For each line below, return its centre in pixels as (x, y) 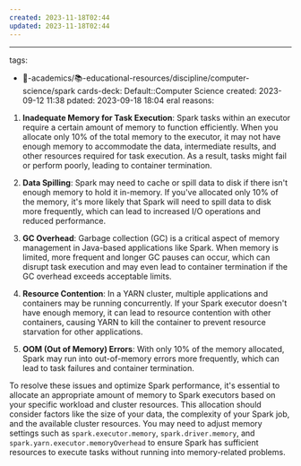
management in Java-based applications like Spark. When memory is (150, 247)
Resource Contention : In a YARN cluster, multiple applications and (145, 293)
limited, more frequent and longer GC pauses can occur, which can (146, 257)
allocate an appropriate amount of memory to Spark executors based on (142, 394)
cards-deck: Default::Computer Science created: (167, 91)
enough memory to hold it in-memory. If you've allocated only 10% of (150, 192)
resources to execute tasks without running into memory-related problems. (147, 452)
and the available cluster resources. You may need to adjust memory (136, 423)
